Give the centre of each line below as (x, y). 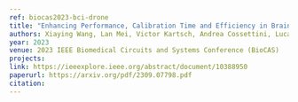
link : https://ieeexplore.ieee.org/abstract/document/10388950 (129, 67)
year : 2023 (29, 42)
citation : (27, 83)
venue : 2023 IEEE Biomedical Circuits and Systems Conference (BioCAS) (144, 51)
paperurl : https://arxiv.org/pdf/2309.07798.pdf (101, 75)
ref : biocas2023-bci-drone (59, 17)
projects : (27, 59)
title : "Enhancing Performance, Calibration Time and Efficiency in (138, 26)
